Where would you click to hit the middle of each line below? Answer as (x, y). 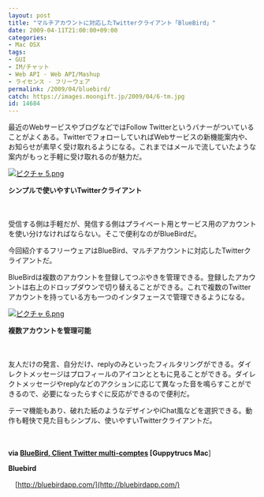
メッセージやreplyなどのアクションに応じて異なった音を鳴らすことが (133, 384)
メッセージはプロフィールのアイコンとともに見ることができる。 (132, 374)
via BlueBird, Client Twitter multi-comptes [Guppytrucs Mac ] (110, 453)
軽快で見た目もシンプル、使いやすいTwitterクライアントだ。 (119, 420)
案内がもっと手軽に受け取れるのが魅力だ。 (77, 157)
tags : (17, 52)
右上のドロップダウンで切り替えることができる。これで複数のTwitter (140, 287)
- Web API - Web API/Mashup (54, 74)
